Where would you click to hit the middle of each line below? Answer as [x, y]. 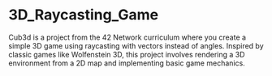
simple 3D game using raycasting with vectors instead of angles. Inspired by [136, 45]
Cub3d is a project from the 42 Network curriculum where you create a [127, 37]
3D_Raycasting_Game [84, 15]
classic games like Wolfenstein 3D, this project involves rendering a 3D [127, 54]
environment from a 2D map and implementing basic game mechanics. [127, 63]
